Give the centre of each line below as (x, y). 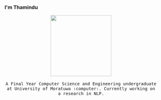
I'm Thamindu (21, 7)
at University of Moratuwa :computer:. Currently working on (81, 89)
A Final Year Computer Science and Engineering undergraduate (81, 84)
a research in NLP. (81, 94)
